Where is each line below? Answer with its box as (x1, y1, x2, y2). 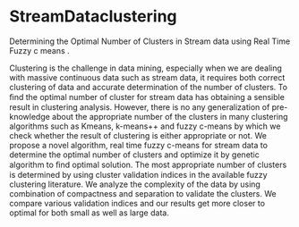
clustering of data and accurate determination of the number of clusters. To (9, 81, 288, 92)
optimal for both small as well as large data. (9, 207, 170, 218)
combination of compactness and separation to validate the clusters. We (9, 188, 277, 198)
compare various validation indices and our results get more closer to (9, 198, 266, 208)
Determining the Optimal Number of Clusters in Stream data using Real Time (9, 36, 291, 46)
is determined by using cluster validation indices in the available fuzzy (9, 169, 268, 180)
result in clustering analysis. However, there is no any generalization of (9, 101, 270, 113)
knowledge (9, 111, 51, 122)
